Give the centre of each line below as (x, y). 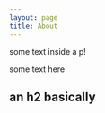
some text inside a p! (48, 51)
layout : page (34, 17)
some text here (37, 69)
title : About (34, 26)
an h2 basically (52, 96)
